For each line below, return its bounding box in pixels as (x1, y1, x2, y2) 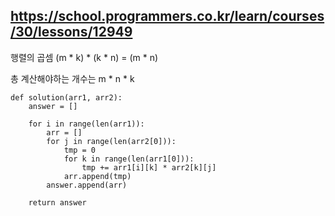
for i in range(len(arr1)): (28, 119, 145, 129)
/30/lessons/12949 (10, 24, 133, 41)
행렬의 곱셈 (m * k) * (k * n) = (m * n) (10, 51, 159, 63)
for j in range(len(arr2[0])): (46, 136, 177, 146)
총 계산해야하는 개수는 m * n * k (10, 72, 135, 84)
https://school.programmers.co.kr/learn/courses (10, 8, 325, 25)
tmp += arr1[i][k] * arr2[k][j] (81, 162, 217, 173)
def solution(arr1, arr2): (10, 92, 123, 103)
